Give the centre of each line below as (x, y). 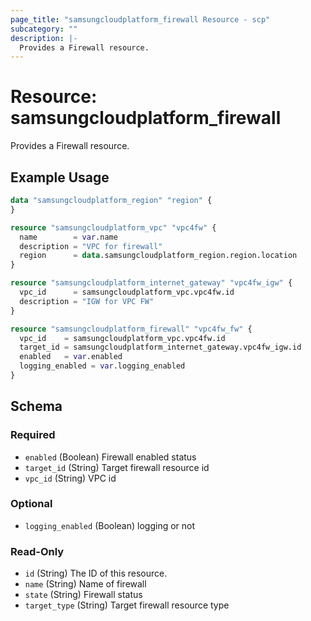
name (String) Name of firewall (85, 584)
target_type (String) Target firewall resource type (127, 605)
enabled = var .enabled (71, 357)
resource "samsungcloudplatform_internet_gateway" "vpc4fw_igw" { (151, 283)
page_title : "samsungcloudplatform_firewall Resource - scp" (140, 19)
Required (33, 435)
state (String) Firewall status (83, 595)
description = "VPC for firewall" (91, 246)
